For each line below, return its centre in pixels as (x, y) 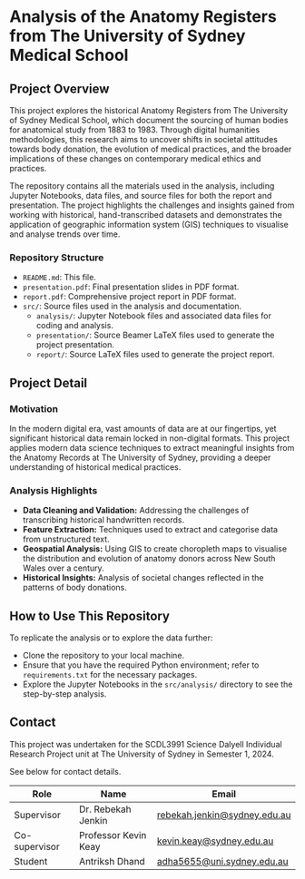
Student (31, 861)
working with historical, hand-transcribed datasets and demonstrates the (146, 215)
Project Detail (49, 383)
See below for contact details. (65, 771)
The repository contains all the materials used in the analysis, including (142, 186)
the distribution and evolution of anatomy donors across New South (149, 559)
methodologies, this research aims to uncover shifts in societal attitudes (144, 139)
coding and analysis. (74, 326)
